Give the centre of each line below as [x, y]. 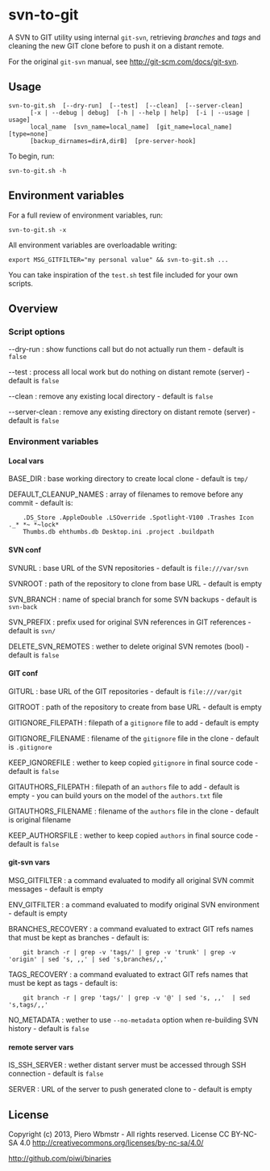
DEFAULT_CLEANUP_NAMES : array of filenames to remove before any [126, 494]
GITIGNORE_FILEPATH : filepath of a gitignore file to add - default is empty [134, 722]
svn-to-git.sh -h [37, 171]
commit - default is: [41, 503]
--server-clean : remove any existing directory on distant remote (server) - [132, 412]
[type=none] [28, 134]
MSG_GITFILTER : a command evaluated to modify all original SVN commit [131, 880]
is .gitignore [30, 746]
